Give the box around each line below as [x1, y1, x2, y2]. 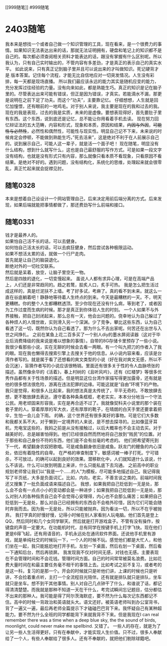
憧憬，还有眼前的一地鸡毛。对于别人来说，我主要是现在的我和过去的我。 [13, 103, 162, 109]
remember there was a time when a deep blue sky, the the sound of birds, [5, 617, 157, 623]
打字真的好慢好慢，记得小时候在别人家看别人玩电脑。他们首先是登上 [19, 512, 159, 518]
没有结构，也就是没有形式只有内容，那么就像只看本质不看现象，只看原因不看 [5, 153, 162, 159]
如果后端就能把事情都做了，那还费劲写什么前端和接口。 [13, 202, 127, 208]
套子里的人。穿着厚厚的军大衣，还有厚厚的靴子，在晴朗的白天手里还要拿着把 [5, 406, 162, 412]
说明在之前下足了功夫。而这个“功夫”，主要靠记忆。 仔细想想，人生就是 [9, 97, 154, 103]
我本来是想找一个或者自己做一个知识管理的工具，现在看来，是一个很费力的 [5, 41, 158, 47]
